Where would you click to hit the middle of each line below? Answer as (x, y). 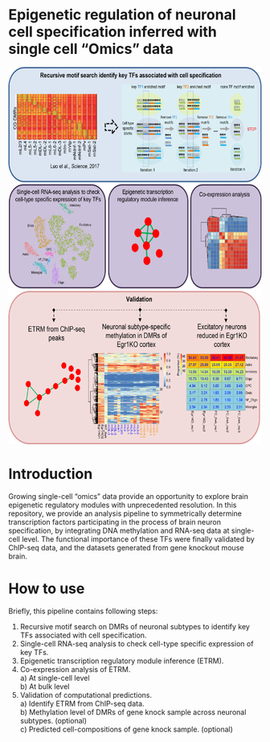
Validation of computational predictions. (86, 695)
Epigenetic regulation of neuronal (122, 15)
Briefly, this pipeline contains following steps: (83, 611)
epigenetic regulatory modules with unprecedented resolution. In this (123, 505)
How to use (47, 589)
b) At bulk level (45, 686)
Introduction (51, 474)
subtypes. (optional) (53, 720)
